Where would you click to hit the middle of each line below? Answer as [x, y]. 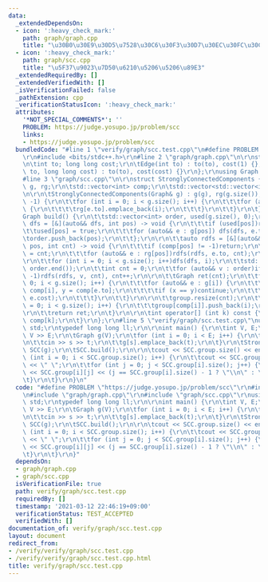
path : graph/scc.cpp [57, 61]
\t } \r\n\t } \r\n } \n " [55, 380]
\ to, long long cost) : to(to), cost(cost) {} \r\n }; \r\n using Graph [141, 172]
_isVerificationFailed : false [65, 90]
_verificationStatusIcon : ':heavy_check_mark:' [96, 105]
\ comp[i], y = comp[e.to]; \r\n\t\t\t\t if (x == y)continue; [126, 291]
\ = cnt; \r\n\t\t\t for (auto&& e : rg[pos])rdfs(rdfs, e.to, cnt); [137, 253]
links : [33, 134]
